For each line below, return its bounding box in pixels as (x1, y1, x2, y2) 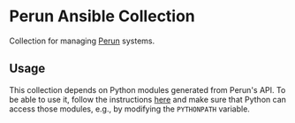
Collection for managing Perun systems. (9, 35, 155, 46)
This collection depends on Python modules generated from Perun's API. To (9, 84, 286, 95)
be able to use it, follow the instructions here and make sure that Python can (9, 94, 287, 104)
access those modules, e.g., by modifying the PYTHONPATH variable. (9, 104, 250, 114)
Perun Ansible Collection (9, 6, 196, 27)
